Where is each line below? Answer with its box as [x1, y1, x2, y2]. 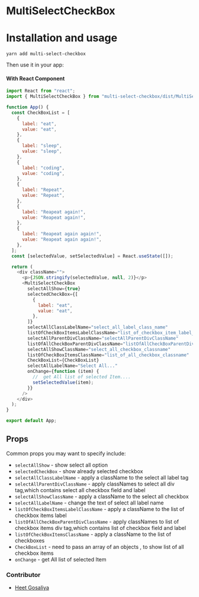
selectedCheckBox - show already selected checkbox [14, 467, 143, 475]
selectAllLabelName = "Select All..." [27, 363, 118, 369]
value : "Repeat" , [21, 193, 65, 199]
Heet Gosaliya [14, 584, 49, 591]
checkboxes [14, 537, 45, 544]
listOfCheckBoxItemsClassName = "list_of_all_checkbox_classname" [27, 352, 190, 358]
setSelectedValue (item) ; [32, 379, 94, 385]
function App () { [6, 104, 49, 110]
